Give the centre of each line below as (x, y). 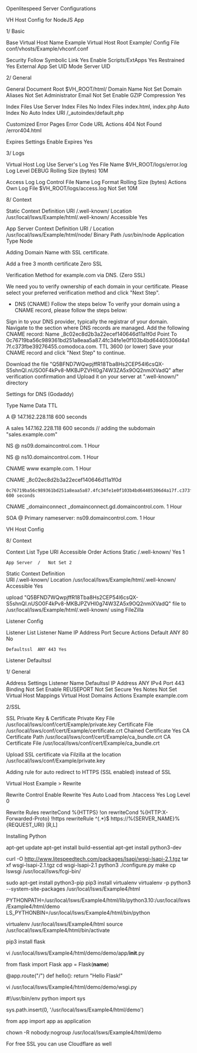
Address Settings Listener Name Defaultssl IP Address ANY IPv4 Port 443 (95, 683)
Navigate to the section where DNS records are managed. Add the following (98, 328)
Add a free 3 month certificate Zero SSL (54, 264)
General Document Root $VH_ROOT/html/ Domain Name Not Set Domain (94, 89)
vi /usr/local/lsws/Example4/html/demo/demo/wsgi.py (72, 987)
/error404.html (24, 130)
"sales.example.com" (32, 434)
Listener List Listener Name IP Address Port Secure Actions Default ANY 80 (97, 633)
